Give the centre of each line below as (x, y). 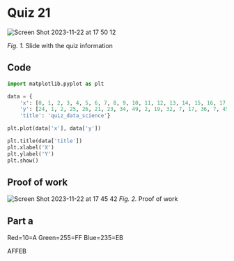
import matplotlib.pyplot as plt (56, 84)
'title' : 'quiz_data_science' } (65, 116)
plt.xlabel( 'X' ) (31, 147)
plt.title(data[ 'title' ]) (45, 141)
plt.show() (23, 161)
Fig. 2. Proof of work (148, 199)
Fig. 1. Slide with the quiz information (60, 45)
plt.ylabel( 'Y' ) (31, 154)
